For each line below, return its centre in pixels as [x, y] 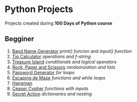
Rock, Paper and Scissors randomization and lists [63, 67]
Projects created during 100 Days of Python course [59, 23]
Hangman [22, 83]
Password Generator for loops [43, 72]
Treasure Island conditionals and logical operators [64, 62]
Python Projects [39, 9]
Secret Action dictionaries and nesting [52, 93]
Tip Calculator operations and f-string [51, 56]
